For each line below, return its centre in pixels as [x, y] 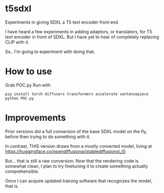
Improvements [35, 118]
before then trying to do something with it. [48, 137]
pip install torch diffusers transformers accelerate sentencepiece [77, 94]
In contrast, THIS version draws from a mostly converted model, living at [79, 146]
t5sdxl [18, 9]
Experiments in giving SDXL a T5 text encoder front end [62, 22]
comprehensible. [22, 171]
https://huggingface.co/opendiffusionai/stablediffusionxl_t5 [65, 151]
